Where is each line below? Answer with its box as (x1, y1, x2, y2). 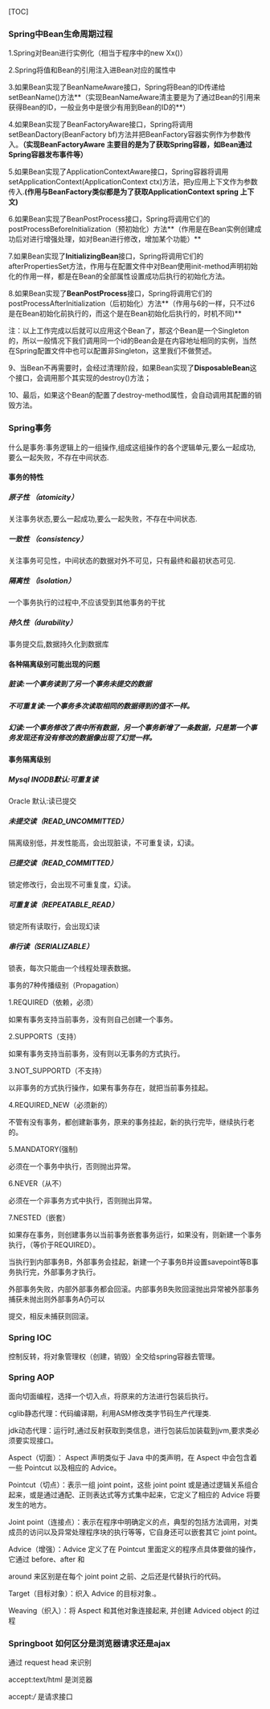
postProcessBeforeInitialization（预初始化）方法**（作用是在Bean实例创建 (8, 225, 255, 234)
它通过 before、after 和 (8, 1554, 85, 1564)
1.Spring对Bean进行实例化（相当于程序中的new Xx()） (8, 48, 187, 58)
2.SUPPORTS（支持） (8, 1032, 81, 1042)
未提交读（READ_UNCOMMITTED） (8, 816, 129, 826)
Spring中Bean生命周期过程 (8, 28, 113, 39)
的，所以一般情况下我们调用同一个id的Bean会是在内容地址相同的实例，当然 (8, 336, 257, 345)
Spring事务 (8, 423, 52, 434)
